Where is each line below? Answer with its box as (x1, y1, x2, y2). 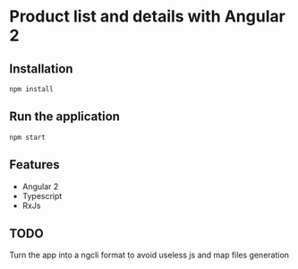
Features (9, 157, 60, 172)
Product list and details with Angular (9, 6, 286, 27)
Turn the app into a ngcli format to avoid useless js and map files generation (9, 249, 289, 261)
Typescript (21, 190, 63, 201)
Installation (9, 61, 73, 76)
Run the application (9, 109, 121, 125)
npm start (9, 133, 47, 142)
